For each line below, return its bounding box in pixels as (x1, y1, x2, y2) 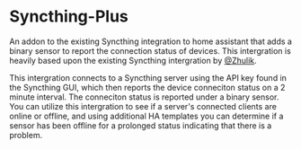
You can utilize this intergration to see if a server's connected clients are (9, 101, 277, 111)
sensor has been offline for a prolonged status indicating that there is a (9, 119, 272, 131)
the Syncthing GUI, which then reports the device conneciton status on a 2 (9, 82, 286, 92)
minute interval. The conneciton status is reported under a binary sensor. (9, 92, 279, 102)
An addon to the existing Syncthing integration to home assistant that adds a (9, 36, 292, 47)
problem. (9, 129, 43, 140)
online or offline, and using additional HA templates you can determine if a (9, 110, 284, 121)
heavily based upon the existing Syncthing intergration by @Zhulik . (9, 55, 258, 66)
